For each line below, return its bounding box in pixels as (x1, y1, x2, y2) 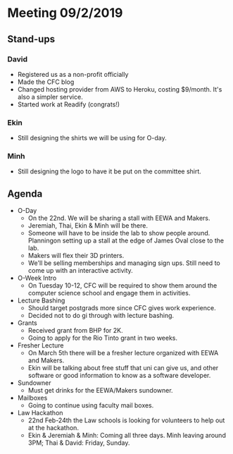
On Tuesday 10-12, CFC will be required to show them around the (27, 281, 218, 290)
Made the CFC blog (17, 78, 75, 86)
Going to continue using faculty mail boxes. (27, 401, 154, 410)
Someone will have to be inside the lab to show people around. (27, 229, 210, 238)
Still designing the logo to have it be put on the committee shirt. (17, 167, 202, 176)
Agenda (7, 188, 43, 200)
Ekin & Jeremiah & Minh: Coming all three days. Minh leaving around (27, 431, 227, 440)
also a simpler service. (17, 92, 83, 101)
